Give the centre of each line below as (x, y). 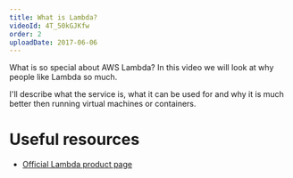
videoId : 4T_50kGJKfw (50, 26)
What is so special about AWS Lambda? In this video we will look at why (142, 68)
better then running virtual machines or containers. (103, 104)
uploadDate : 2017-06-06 (54, 42)
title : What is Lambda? (54, 17)
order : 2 (25, 34)
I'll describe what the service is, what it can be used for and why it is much (146, 94)
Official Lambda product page (77, 165)
